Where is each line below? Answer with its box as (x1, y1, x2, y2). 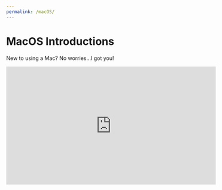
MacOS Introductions (6, 34, 115, 48)
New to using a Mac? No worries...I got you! (6, 55, 114, 62)
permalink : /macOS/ (6, 8, 55, 15)
